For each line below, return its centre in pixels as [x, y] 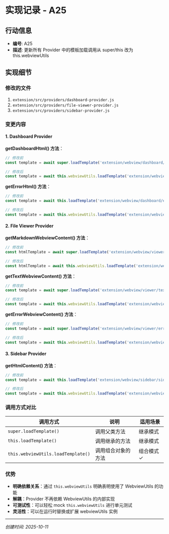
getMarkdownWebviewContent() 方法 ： [48, 238]
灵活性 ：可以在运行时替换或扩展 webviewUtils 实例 [65, 511]
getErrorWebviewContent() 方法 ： [41, 314]
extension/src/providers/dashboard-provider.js [63, 100]
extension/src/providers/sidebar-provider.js [61, 111]
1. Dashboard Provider [29, 137]
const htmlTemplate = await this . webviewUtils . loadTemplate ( [71, 266]
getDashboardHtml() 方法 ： [34, 148]
